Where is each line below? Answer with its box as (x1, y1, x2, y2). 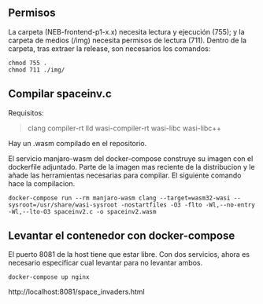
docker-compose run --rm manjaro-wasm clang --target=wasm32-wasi (8, 194, 231, 202)
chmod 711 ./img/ (8, 66, 65, 74)
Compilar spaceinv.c (8, 87, 112, 101)
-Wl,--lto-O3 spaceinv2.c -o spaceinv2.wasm (8, 207, 157, 215)
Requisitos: (8, 108, 45, 117)
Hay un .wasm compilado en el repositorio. (8, 138, 147, 148)
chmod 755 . (8, 59, 47, 67)
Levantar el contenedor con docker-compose (8, 229, 235, 243)
